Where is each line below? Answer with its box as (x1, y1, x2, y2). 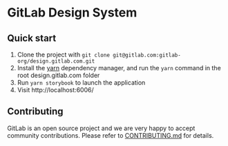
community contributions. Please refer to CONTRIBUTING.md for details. (7, 131, 214, 139)
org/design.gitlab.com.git (17, 58, 95, 65)
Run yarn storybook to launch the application (17, 79, 146, 87)
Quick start (7, 32, 57, 44)
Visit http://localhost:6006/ (17, 86, 95, 94)
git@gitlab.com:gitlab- (113, 52, 181, 59)
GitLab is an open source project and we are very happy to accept (7, 124, 196, 132)
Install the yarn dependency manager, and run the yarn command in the (17, 64, 221, 72)
